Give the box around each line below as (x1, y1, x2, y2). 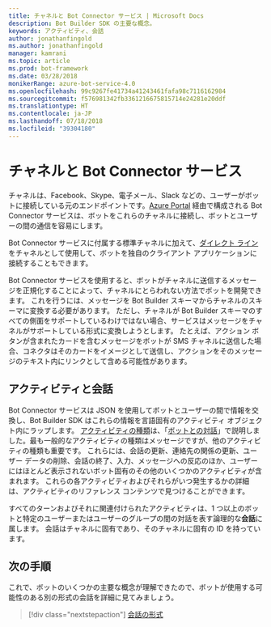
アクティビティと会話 (8, 382, 113, 396)
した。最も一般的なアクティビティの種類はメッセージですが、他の (8, 435, 227, 445)
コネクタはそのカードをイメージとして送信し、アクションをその (22, 345, 235, 356)
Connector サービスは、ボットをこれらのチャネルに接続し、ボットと (8, 210, 237, 220)
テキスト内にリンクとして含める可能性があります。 (22, 356, 192, 366)
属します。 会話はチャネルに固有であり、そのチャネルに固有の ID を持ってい (8, 523, 261, 533)
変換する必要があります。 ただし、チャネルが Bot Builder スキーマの (29, 305, 256, 316)
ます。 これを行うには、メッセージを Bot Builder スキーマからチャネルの (8, 295, 249, 305)
